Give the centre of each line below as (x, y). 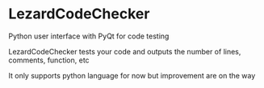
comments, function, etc (49, 60)
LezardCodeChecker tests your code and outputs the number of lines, (125, 51)
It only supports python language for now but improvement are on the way (132, 75)
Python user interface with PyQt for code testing (89, 36)
